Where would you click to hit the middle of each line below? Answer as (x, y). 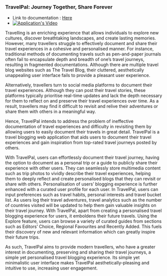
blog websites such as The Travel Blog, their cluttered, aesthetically (75, 70)
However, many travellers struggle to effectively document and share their (81, 43)
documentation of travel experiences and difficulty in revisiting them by (79, 126)
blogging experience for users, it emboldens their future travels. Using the (81, 216)
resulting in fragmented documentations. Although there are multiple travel (82, 65)
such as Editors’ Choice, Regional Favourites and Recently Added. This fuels (83, 226)
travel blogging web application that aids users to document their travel (78, 137)
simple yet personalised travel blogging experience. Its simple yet (73, 257)
